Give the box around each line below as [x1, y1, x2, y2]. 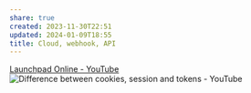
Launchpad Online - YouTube [9, 64, 120, 75]
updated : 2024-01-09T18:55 [9, 30, 112, 39]
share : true [9, 13, 55, 23]
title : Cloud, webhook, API [9, 38, 117, 48]
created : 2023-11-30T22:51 [9, 22, 112, 31]
